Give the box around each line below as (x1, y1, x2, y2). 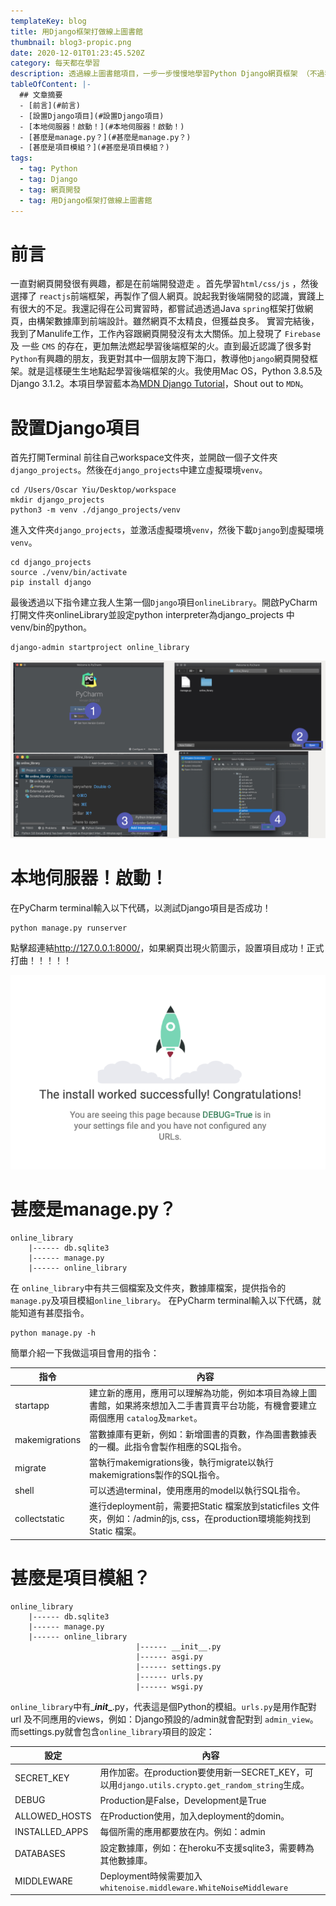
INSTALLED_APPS (14, 1825, 89, 1837)
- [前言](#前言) (19, 100, 81, 110)
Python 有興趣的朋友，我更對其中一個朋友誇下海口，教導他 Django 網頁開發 (10, 353, 310, 365)
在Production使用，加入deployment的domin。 (99, 1810, 290, 1822)
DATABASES (14, 1848, 66, 1860)
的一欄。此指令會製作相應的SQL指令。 (89, 1440, 247, 1452)
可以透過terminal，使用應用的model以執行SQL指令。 (89, 1485, 306, 1497)
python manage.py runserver (10, 923, 128, 933)
